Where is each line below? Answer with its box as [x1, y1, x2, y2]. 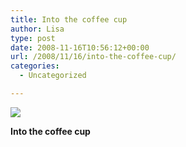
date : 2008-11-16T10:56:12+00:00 [10, 42, 150, 53]
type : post [10, 33, 56, 43]
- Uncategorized [19, 71, 87, 81]
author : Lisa [10, 24, 65, 34]
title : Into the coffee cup [10, 14, 128, 25]
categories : [10, 61, 60, 71]
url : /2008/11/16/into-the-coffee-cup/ [10, 52, 177, 62]
